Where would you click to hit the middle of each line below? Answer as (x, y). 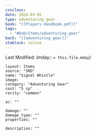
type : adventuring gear (30, 19)
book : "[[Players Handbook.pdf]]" (42, 24)
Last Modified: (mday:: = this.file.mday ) (48, 57)
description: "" (22, 128)
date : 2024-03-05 (23, 15)
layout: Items (20, 66)
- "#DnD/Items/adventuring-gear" (45, 33)
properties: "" (21, 119)
